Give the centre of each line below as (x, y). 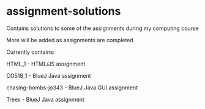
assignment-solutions (64, 11)
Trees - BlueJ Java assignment (45, 99)
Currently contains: (31, 52)
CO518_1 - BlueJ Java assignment (49, 75)
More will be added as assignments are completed (70, 40)
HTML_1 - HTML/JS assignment (46, 64)
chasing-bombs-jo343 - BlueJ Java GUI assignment (72, 88)
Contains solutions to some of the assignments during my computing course (102, 28)
